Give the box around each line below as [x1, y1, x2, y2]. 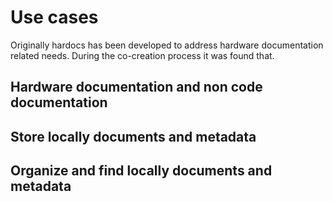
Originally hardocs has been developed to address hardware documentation [10, 39, 324, 51]
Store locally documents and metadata [10, 128, 257, 145]
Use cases [10, 6, 99, 29]
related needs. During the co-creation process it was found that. [10, 49, 275, 61]
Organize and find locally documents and [10, 162, 273, 180]
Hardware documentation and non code [10, 79, 263, 96]
